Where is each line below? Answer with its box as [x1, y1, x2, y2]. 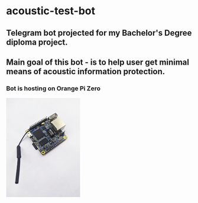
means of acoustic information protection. [6, 66, 165, 77]
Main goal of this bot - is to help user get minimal [6, 57, 189, 67]
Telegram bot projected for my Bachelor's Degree [6, 28, 192, 38]
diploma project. [6, 37, 68, 47]
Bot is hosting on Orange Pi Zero [6, 84, 100, 93]
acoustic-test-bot [6, 4, 96, 18]
